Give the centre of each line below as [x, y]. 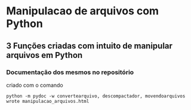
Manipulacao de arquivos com [83, 11]
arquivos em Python [44, 55]
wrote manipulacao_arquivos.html [48, 101]
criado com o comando [35, 85]
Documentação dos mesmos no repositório [70, 72]
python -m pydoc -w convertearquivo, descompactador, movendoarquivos [96, 96]
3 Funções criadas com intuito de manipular [90, 46]
